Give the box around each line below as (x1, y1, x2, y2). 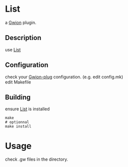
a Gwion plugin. (5, 20, 37, 25)
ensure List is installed (5, 106, 50, 112)
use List (5, 46, 21, 52)
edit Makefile (5, 79, 31, 85)
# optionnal (5, 120, 29, 125)
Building (5, 93, 31, 101)
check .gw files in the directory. (5, 156, 68, 162)
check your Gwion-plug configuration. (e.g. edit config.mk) (5, 74, 123, 80)
